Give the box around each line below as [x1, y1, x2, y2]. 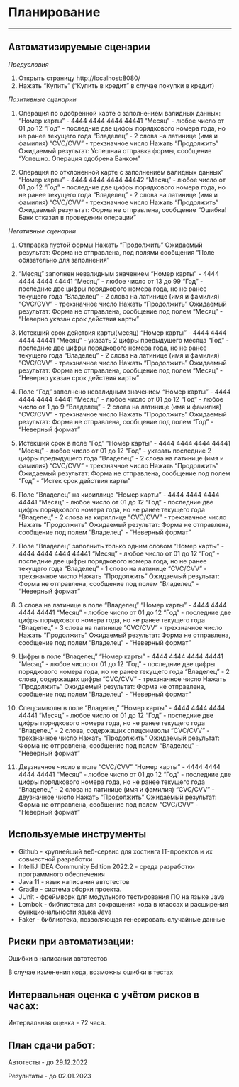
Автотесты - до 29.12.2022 [8, 1058, 88, 1066]
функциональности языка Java [18, 907, 112, 916]
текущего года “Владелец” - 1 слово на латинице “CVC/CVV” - [18, 564, 207, 573]
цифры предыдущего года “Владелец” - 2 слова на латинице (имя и [18, 453, 224, 462]
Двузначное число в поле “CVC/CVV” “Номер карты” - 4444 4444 [18, 762, 221, 771]
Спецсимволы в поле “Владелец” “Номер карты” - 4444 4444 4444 [18, 703, 226, 712]
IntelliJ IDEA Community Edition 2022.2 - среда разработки [18, 862, 195, 871]
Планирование [8, 4, 101, 21]
